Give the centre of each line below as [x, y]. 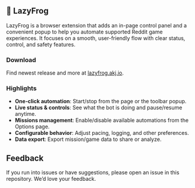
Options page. [32, 127]
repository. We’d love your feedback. [51, 179]
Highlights [21, 88]
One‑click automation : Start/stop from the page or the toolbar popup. [100, 101]
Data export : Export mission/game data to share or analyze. [88, 139]
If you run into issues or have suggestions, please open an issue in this [93, 172]
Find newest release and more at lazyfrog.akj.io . [65, 73]
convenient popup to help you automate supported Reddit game [84, 32]
